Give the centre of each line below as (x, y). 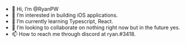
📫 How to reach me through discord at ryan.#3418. (74, 34)
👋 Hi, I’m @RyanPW (35, 9)
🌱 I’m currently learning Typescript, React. (62, 21)
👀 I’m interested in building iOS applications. (65, 15)
